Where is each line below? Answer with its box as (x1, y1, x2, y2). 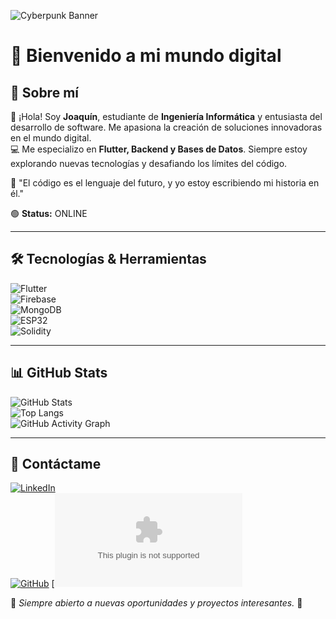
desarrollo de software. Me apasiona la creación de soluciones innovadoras (10, 121, 323, 133)
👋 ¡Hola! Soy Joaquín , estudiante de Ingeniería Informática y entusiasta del (10, 111, 323, 122)
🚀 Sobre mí (10, 84, 79, 101)
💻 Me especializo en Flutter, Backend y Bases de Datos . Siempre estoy (10, 143, 308, 155)
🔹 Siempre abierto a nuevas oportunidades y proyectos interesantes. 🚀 (10, 597, 303, 609)
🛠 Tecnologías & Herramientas (10, 251, 207, 268)
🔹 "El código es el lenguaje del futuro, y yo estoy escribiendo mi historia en (10, 177, 320, 189)
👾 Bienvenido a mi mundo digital (10, 45, 282, 67)
